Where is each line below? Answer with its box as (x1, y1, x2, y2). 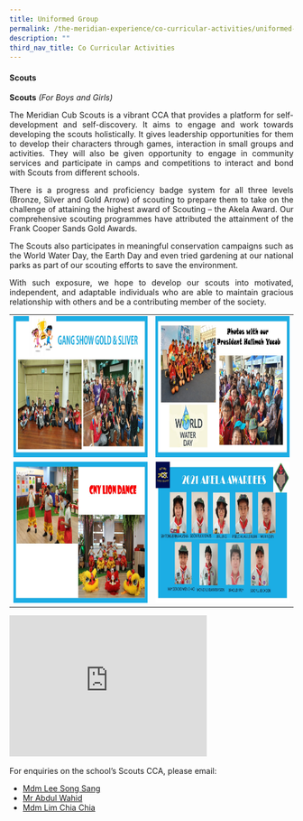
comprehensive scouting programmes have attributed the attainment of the (9, 213, 294, 225)
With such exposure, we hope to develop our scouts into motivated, (9, 277, 294, 288)
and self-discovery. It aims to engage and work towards (62, 119, 294, 130)
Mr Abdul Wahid (22, 792, 83, 803)
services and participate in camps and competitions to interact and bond (9, 158, 294, 169)
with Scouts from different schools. (9, 167, 140, 178)
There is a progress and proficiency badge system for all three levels (9, 185, 294, 196)
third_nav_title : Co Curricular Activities (9, 43, 176, 52)
